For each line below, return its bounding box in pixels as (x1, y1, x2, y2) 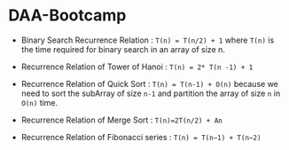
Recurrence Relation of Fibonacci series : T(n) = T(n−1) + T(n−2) (20, 131, 262, 142)
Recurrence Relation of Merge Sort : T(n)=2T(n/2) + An (20, 114, 223, 125)
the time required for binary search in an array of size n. (20, 43, 225, 54)
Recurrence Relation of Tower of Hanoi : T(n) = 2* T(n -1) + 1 (20, 61, 254, 72)
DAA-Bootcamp (8, 5, 127, 26)
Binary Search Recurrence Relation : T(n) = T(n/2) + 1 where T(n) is (20, 35, 275, 45)
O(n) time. (20, 97, 59, 107)
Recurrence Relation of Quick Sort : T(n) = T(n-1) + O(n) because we (20, 78, 278, 89)
